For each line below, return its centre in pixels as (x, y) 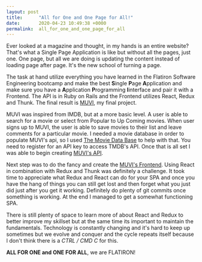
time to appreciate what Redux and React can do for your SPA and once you (100, 178)
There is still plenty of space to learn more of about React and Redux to (95, 215)
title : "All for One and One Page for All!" (70, 18)
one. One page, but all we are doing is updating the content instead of (93, 59)
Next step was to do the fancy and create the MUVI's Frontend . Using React (100, 165)
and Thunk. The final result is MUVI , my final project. (71, 103)
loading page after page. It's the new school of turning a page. (84, 65)
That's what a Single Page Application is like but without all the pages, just (99, 53)
